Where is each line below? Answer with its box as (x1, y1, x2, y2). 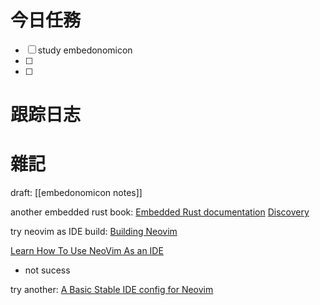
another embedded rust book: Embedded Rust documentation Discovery (10, 206, 310, 218)
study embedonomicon (37, 44, 133, 56)
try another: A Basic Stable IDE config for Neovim (10, 284, 214, 296)
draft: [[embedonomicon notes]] (10, 187, 143, 199)
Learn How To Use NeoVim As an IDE (10, 245, 164, 257)
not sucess (24, 264, 71, 276)
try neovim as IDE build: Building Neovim (10, 226, 178, 238)
